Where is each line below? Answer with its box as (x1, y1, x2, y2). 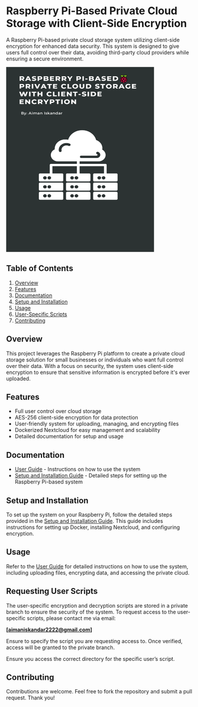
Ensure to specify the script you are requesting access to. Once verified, (6, 637, 183, 644)
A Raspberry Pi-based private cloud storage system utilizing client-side (6, 36, 180, 43)
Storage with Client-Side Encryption (6, 17, 187, 30)
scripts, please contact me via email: (27, 614, 116, 622)
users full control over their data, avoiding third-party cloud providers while (6, 49, 189, 56)
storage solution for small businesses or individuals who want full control (6, 356, 184, 363)
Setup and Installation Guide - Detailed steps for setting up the (14, 472, 167, 479)
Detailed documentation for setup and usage (14, 433, 124, 440)
